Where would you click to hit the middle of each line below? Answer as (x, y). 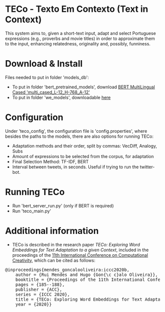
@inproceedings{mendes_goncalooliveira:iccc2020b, (67, 270)
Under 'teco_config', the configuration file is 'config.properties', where (76, 131)
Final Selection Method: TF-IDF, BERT (50, 161)
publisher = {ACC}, (39, 289)
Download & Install (44, 64)
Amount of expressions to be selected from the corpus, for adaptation (83, 156)
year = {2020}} (34, 304)
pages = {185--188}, (40, 284)
